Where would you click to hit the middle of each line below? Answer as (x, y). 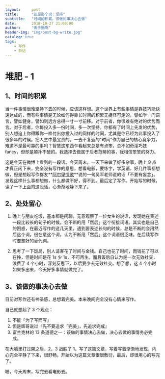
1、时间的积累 (26, 96)
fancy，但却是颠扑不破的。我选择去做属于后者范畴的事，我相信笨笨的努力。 (82, 152)
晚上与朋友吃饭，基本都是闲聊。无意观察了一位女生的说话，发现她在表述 (85, 216)
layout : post (23, 10)
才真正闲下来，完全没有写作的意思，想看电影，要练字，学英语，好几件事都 (80, 168)
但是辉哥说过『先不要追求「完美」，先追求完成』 (61, 326)
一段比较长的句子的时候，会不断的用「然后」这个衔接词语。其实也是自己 (85, 222)
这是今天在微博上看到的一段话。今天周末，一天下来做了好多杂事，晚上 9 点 (81, 162)
